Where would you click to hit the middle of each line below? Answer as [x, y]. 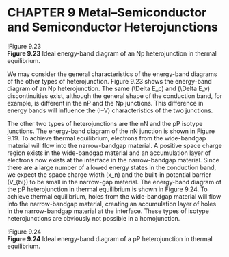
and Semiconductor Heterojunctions [113, 27]
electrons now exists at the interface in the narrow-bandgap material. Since [113, 160]
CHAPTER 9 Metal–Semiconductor [107, 13]
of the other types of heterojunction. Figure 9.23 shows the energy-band [109, 81]
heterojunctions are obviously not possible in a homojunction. [94, 218]
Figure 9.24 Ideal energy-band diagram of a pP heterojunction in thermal [110, 238]
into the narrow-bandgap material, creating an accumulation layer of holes [112, 204]
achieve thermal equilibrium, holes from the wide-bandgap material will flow [114, 196]
